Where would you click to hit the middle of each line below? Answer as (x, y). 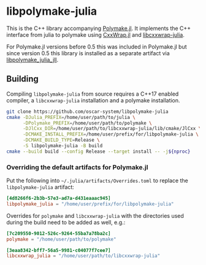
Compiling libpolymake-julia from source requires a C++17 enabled (93, 94)
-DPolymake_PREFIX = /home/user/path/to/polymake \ (87, 123)
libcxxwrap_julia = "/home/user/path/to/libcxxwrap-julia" (83, 256)
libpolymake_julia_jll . (32, 60)
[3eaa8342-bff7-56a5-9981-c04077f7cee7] (59, 250)
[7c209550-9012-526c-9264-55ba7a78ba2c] (59, 233)
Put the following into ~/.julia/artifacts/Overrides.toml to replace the (97, 181)
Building (22, 79)
